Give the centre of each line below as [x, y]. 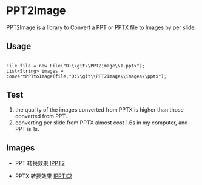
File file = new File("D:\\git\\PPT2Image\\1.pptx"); [76, 66]
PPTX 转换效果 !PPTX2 [44, 176]
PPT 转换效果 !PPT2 [40, 163]
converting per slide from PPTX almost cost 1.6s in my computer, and [101, 123]
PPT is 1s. [27, 129]
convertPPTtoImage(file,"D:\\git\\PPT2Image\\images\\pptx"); [86, 76]
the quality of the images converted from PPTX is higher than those [99, 109]
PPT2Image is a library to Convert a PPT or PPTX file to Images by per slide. [101, 27]
